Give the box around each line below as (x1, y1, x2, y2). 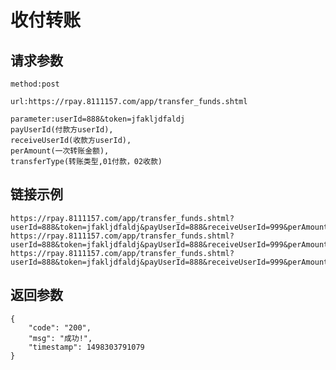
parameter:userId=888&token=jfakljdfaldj (10, 114, 186, 124)
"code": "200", (28, 322, 92, 333)
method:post (10, 79, 60, 89)
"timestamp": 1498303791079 (28, 342, 145, 352)
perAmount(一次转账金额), (10, 146, 110, 156)
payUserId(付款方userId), (10, 125, 114, 135)
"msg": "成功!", (28, 333, 93, 343)
